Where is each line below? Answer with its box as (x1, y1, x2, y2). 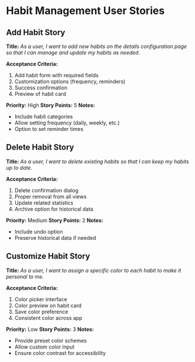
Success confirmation (14, 84, 68, 91)
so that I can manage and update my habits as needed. (6, 49, 140, 56)
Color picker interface (14, 295, 67, 302)
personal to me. (6, 273, 44, 280)
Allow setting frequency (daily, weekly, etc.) (14, 119, 120, 126)
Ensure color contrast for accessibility (14, 349, 106, 356)
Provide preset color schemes (14, 337, 87, 344)
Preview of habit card (14, 91, 66, 97)
